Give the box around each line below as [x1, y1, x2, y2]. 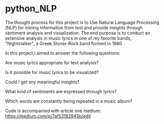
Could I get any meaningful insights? [5, 79, 80, 85]
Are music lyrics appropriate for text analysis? [5, 60, 99, 65]
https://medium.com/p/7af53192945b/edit [5, 113, 91, 119]
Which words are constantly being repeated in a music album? [5, 98, 133, 104]
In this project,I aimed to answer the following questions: [5, 50, 120, 56]
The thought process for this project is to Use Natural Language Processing [5, 19, 160, 25]
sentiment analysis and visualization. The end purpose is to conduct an [5, 30, 150, 36]
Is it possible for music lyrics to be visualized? [5, 69, 99, 75]
